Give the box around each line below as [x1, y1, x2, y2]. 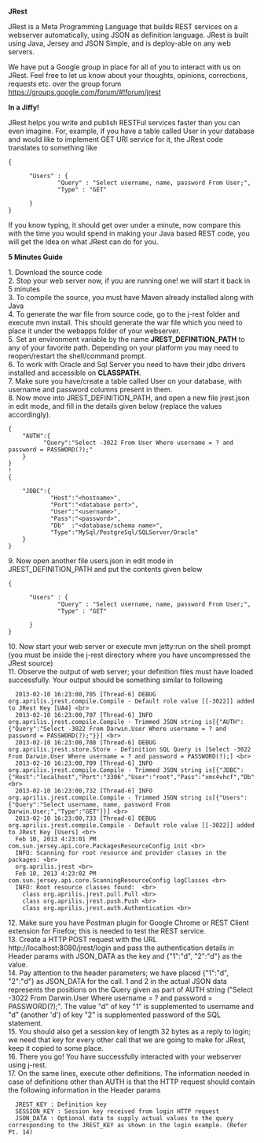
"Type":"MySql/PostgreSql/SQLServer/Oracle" [49, 529, 199, 536]
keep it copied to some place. [8, 1044, 104, 1052]
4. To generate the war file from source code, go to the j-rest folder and [8, 310, 240, 318]
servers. [8, 47, 35, 56]
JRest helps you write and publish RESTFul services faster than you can [8, 118, 241, 127]
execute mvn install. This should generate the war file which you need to [8, 318, 243, 327]
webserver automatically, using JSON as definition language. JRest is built [8, 31, 249, 39]
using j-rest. [8, 1060, 47, 1070]
